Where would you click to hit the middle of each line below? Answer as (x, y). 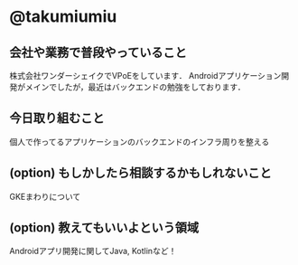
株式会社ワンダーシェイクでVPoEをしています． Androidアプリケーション (145, 76)
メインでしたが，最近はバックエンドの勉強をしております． (135, 87)
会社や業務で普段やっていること (98, 52)
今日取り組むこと (57, 118)
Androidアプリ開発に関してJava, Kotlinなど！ (93, 251)
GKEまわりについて (45, 196)
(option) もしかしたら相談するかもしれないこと (141, 173)
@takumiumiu (63, 17)
